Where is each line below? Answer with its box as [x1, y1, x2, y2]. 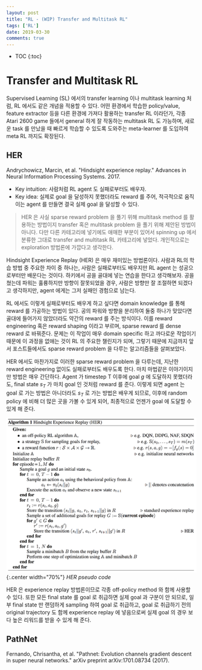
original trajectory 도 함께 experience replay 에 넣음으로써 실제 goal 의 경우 [6, 608, 187, 616]
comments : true [6, 35, 45, 42]
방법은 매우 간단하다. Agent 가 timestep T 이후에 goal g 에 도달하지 [12, 373, 172, 380]
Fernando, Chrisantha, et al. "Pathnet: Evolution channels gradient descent [6, 650, 192, 657]
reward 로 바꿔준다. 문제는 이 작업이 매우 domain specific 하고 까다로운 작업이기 [6, 330, 197, 337]
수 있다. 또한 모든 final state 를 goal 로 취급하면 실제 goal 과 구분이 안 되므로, [6, 593, 188, 600]
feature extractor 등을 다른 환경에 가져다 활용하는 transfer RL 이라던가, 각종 [6, 110, 186, 117]
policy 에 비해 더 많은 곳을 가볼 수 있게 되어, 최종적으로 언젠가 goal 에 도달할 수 [6, 398, 192, 405]
